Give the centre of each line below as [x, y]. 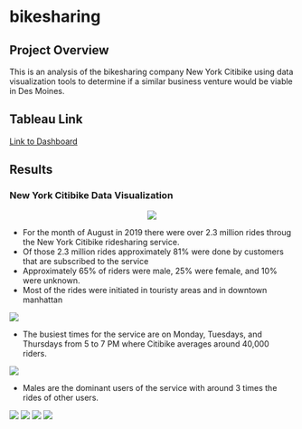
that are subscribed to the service [85, 261]
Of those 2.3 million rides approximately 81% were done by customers [153, 252]
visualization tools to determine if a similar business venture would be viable [151, 81]
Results [31, 170]
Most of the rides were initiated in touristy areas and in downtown [145, 290]
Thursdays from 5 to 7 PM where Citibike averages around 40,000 [146, 343]
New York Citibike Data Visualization [91, 195]
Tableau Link [46, 119]
